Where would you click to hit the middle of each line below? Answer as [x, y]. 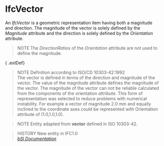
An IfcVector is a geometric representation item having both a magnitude [79, 23]
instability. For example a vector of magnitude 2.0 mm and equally [84, 104]
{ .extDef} [15, 63]
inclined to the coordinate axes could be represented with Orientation [87, 109]
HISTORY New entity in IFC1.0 [47, 133]
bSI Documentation [37, 139]
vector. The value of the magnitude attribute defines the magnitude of [88, 83]
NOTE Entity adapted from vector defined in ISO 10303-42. [77, 124]
